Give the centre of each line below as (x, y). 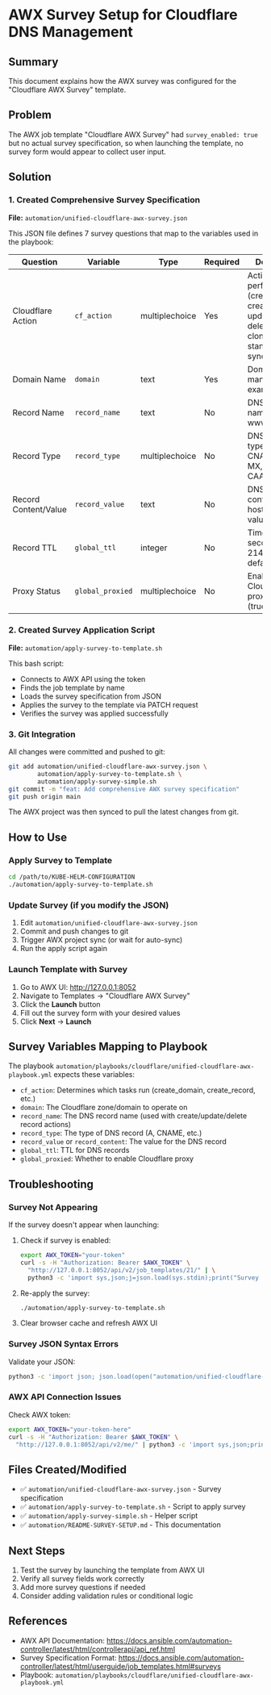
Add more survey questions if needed (83, 1588)
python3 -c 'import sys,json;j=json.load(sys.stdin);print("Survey (144, 1278)
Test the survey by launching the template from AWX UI (112, 1570)
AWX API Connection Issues (65, 1397)
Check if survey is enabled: (65, 1240)
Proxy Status (36, 591)
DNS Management (71, 32)
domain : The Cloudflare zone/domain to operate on (104, 1108)
